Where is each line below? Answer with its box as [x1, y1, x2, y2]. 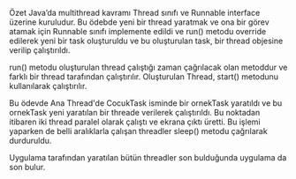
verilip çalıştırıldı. [9, 45, 71, 56]
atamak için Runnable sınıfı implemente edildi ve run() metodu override [9, 26, 267, 36]
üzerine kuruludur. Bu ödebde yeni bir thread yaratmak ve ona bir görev [9, 17, 269, 27]
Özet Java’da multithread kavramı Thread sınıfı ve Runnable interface [9, 8, 261, 18]
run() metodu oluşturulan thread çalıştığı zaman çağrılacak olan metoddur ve [9, 62, 288, 72]
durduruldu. [9, 136, 52, 145]
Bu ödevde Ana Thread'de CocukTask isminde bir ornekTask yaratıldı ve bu [9, 98, 283, 108]
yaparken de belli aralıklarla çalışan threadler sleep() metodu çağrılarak [9, 126, 268, 136]
